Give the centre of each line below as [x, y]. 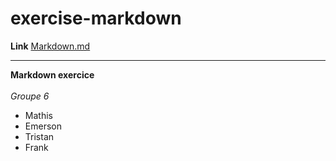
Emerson [43, 126]
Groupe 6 [30, 96]
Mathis [38, 115]
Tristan [39, 136]
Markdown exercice [52, 74]
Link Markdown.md [50, 46]
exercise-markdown [96, 18]
